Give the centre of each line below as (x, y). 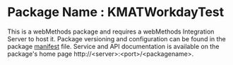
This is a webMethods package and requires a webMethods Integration (111, 31)
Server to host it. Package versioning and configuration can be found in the (116, 38)
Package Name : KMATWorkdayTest (116, 12)
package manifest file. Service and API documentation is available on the (113, 46)
